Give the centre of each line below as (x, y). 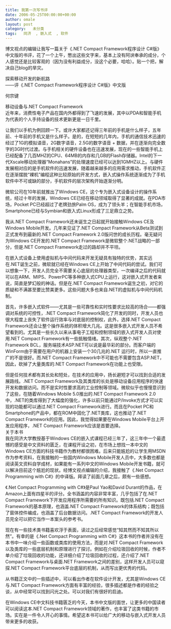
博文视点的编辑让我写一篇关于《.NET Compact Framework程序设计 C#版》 (83, 49)
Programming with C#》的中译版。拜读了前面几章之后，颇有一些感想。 (79, 476)
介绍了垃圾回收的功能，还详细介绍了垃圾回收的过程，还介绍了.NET (79, 555)
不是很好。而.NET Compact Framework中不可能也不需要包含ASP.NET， (89, 357)
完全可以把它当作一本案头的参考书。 (47, 519)
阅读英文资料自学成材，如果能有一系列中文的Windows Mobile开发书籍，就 (83, 464)
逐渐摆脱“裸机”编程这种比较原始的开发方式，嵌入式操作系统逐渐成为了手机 (87, 174)
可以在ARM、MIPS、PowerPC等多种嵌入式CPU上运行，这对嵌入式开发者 (81, 277)
